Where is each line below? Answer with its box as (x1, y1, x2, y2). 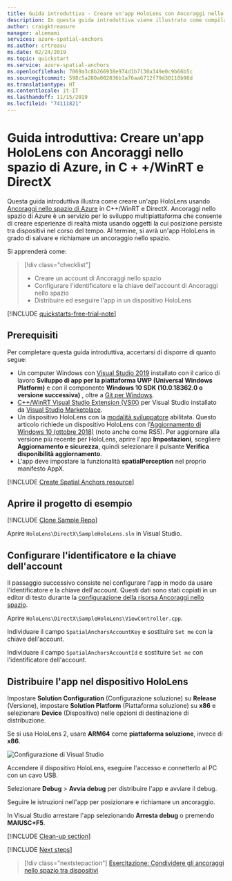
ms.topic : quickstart (7, 55, 70, 62)
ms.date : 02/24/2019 (7, 49, 67, 56)
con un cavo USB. (7, 771, 59, 779)
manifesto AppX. (17, 464, 65, 473)
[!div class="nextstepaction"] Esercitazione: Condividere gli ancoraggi (23, 859, 224, 867)
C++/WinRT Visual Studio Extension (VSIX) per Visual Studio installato (17, 398, 217, 406)
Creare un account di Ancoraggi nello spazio (34, 274, 162, 282)
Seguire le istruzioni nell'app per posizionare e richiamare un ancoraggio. (7, 798, 215, 806)
